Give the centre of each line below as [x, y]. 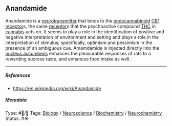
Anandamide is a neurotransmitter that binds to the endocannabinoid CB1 [82, 20]
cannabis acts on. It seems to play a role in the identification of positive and [85, 31]
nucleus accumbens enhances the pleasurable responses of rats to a [78, 53]
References [18, 75]
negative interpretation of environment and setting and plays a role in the [82, 37]
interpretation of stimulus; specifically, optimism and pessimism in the [79, 43]
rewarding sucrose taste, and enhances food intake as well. [68, 59]
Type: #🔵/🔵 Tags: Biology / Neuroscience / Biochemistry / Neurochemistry [84, 113]
